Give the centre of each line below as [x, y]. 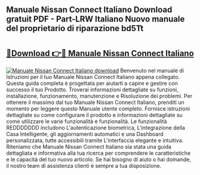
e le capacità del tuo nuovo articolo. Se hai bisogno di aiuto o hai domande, [99, 159]
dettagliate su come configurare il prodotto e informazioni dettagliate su [95, 115]
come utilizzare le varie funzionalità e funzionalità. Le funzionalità [87, 121]
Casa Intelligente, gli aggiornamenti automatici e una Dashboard [85, 134]
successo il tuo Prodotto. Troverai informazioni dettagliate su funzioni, [92, 90]
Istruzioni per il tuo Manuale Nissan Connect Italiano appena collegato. [93, 77]
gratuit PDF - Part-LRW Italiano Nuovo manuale [96, 19]
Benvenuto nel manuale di [152, 70]
